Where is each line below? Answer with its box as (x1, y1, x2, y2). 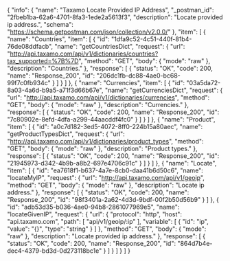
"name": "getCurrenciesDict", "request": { (104, 86, 223, 94)
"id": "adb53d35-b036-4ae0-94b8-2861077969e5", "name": (7, 203, 180, 211)
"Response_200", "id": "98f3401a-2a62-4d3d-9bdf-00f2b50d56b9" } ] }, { (7, 196, 220, 203)
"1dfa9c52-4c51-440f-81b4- (111, 35, 192, 43)
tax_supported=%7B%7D (7, 57, 79, 65)
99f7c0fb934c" (7, 79, 51, 87)
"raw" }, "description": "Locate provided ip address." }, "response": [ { (7, 232, 206, 240)
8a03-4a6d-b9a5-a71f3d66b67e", (7, 86, 104, 94)
